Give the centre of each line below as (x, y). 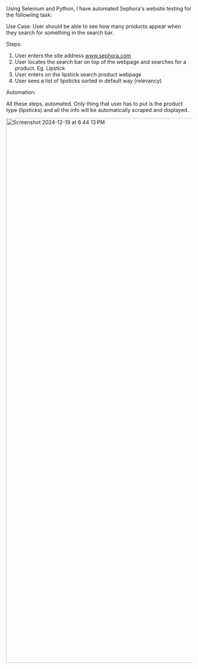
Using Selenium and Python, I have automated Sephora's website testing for (99, 9)
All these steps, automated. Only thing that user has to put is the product (95, 104)
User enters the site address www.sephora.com (73, 55)
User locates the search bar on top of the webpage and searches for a (100, 62)
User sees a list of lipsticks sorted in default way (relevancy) (88, 81)
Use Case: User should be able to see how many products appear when (94, 26)
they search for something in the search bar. (60, 33)
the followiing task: (29, 15)
